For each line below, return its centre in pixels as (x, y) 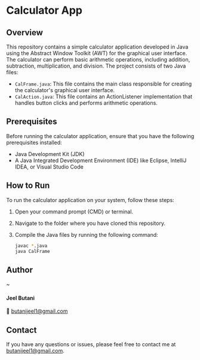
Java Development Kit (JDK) (50, 154)
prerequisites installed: (34, 142)
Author (19, 270)
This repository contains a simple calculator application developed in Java (97, 47)
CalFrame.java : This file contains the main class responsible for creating (103, 84)
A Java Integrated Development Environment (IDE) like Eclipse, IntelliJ (101, 160)
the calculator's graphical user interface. (65, 90)
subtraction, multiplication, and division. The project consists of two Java (96, 66)
